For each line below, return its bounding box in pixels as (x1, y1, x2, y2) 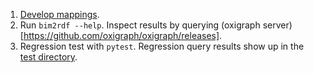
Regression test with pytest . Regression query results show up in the (19, 40, 305, 52)
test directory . (19, 51, 78, 63)
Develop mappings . (19, 9, 100, 20)
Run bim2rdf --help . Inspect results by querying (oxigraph (19, 19, 261, 31)
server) (262, 19, 293, 31)
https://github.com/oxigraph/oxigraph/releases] (23, 30, 220, 41)
